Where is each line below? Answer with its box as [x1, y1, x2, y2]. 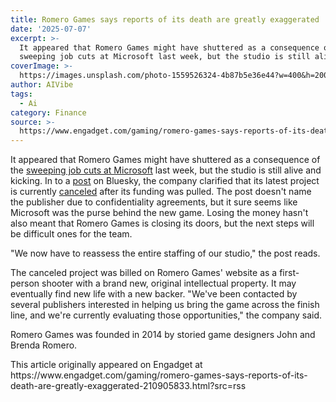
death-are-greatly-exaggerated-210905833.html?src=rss [10, 380, 247, 392]
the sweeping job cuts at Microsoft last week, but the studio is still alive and [10, 164, 322, 176]
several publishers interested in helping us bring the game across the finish [10, 299, 320, 311]
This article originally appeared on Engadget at [10, 359, 203, 371]
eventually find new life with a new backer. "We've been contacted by [10, 288, 298, 300]
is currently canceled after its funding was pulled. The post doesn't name [10, 186, 312, 198]
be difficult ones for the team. [10, 228, 133, 240]
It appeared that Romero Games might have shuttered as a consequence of [10, 154, 321, 166]
